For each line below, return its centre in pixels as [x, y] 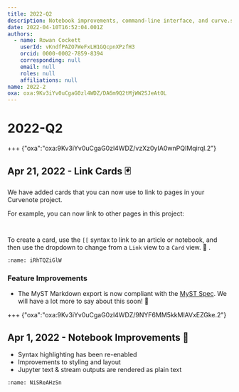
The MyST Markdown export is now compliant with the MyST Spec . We [122, 294]
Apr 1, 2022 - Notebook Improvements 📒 [98, 338]
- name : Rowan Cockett [47, 41]
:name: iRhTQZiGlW [34, 260]
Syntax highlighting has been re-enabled [77, 354]
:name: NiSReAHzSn [34, 382]
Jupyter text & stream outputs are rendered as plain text [100, 369]
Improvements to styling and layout [69, 362]
